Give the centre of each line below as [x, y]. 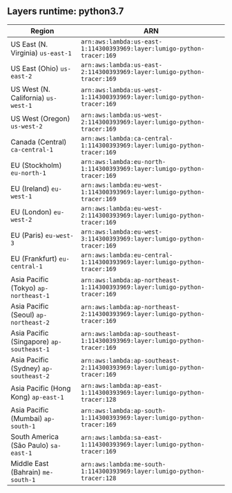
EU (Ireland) [30, 188]
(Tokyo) [23, 288]
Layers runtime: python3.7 [66, 11]
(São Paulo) [30, 445]
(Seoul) [23, 315]
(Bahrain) [26, 472]
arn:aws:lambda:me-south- [123, 464]
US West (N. [30, 89]
